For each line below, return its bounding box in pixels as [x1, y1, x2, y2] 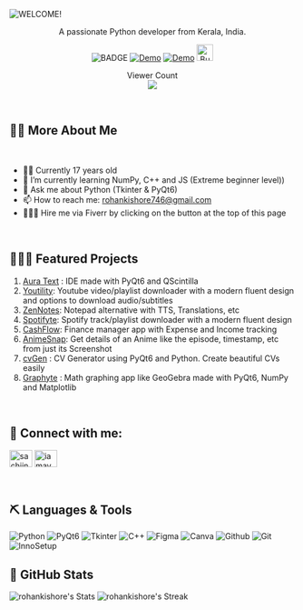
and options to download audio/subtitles [22, 295, 174, 305]
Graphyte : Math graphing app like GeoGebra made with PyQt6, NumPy [22, 372, 288, 383]
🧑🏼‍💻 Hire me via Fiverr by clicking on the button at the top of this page [22, 207, 287, 218]
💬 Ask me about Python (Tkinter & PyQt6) [22, 184, 179, 195]
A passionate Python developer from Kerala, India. [58, 26, 247, 36]
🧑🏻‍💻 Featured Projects [9, 251, 139, 267]
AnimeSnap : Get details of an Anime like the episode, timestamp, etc [22, 333, 279, 345]
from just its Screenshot [22, 343, 112, 354]
